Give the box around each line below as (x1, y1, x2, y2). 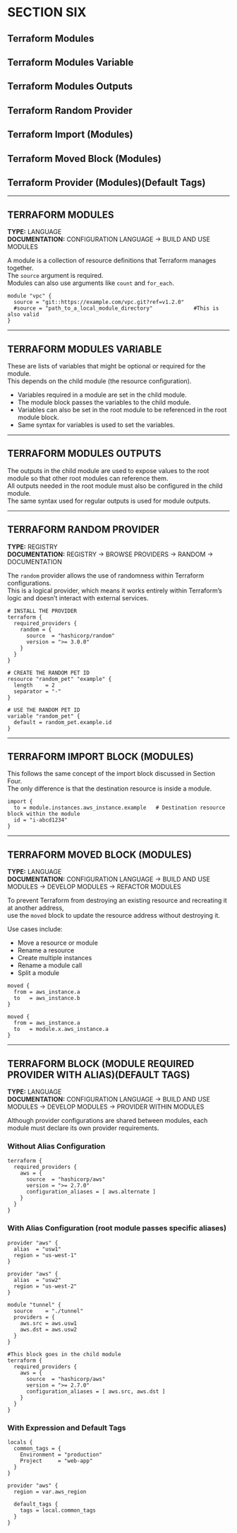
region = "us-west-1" (13, 1252, 78, 1259)
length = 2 (13, 682, 55, 689)
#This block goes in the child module (7, 1351, 121, 1358)
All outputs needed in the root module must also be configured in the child (7, 482, 224, 490)
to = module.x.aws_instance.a (13, 1026, 109, 1033)
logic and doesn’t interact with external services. (7, 593, 149, 602)
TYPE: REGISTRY (7, 542, 58, 551)
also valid (7, 311, 39, 318)
